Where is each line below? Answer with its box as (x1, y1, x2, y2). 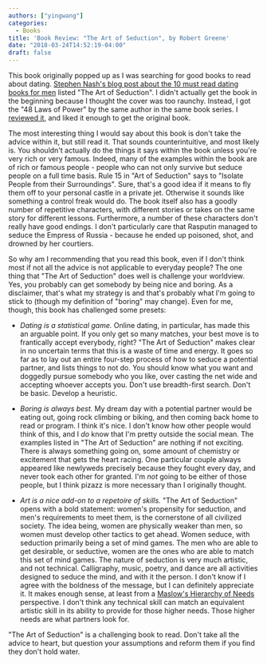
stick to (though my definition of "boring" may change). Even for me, (8, 297, 234, 306)
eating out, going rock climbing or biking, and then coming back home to (19, 413, 259, 421)
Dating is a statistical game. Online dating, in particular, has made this (19, 321, 250, 330)
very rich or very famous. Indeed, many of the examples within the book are (8, 154, 257, 164)
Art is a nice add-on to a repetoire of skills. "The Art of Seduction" (19, 496, 238, 505)
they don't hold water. (8, 647, 80, 656)
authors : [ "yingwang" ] (8, 11, 84, 20)
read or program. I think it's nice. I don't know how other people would (19, 421, 251, 430)
